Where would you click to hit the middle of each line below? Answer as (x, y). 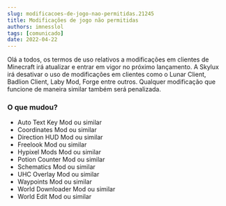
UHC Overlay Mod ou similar (58, 175)
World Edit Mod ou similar (54, 197)
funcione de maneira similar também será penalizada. (84, 89)
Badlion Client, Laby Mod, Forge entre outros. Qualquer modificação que (112, 82)
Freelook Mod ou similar (52, 145)
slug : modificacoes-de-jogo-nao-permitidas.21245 (81, 14)
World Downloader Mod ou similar (66, 189)
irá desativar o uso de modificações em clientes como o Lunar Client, (107, 75)
